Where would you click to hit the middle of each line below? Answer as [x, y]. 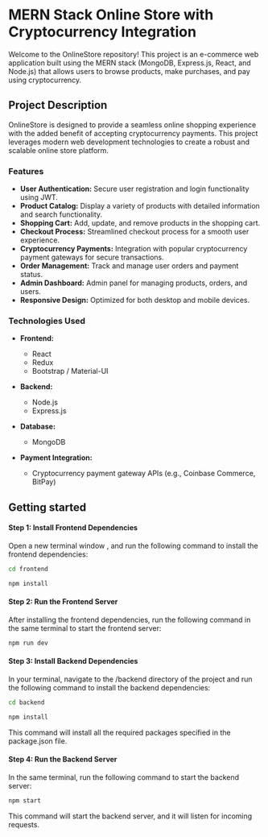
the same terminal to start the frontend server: [85, 628]
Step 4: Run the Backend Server [63, 760]
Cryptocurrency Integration [103, 32]
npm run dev [28, 643]
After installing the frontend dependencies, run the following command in [130, 619]
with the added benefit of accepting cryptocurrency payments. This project [133, 133]
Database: [38, 427]
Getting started [47, 507]
